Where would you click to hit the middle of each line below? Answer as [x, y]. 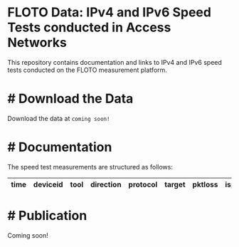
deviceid [48, 184]
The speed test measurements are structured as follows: [90, 167]
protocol [143, 184]
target [175, 184]
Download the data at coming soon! [59, 118]
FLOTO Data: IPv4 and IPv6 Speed [110, 12]
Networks [37, 43]
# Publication [47, 216]
